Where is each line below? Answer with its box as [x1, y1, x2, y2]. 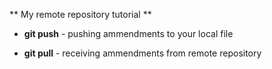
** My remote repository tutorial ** [9, 9, 152, 20]
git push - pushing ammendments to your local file [23, 28, 234, 39]
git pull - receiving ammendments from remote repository [23, 47, 262, 59]
